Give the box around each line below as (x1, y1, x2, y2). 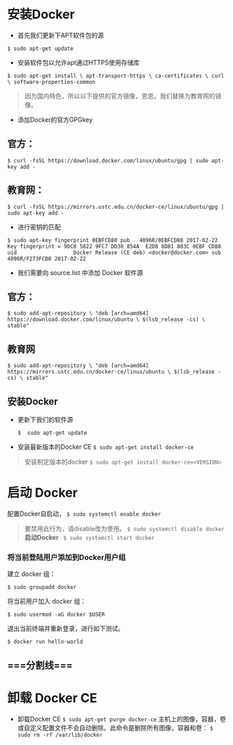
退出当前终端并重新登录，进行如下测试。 (7, 624, 124, 633)
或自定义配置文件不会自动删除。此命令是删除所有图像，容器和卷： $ (17, 723, 213, 732)
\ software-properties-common (7, 78, 96, 85)
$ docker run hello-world (7, 638, 83, 646)
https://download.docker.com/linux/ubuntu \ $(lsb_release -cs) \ (7, 316, 206, 324)
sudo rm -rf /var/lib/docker (17, 731, 103, 739)
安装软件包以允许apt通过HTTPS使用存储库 (17, 58, 140, 67)
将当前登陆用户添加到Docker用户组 (7, 552, 126, 562)
